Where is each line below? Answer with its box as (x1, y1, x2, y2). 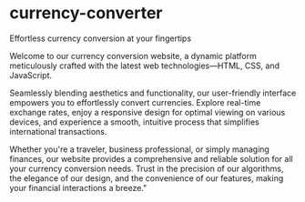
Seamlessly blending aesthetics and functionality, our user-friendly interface (9, 87, 297, 98)
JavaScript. (9, 69, 53, 80)
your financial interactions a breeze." (9, 182, 147, 193)
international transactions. (9, 126, 107, 136)
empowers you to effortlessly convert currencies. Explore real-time (9, 96, 261, 107)
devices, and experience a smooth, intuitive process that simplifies (9, 116, 259, 127)
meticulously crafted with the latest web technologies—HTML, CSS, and (9, 60, 280, 71)
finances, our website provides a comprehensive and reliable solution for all (9, 153, 293, 164)
